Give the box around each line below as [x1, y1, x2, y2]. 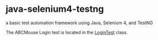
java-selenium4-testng [5, 3, 104, 15]
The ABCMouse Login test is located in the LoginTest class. [5, 29, 128, 35]
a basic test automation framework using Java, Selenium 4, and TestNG [5, 20, 153, 26]
